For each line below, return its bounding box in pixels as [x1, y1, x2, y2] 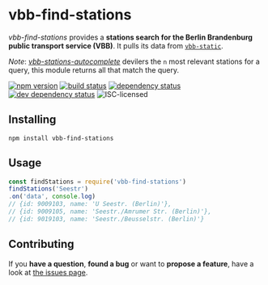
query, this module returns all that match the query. [8, 65, 180, 74]
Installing [8, 113, 57, 127]
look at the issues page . [8, 267, 88, 277]
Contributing [8, 237, 74, 251]
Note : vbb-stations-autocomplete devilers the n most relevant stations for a [8, 57, 261, 66]
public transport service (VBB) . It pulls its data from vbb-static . [8, 40, 224, 50]
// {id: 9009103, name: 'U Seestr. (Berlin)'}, [8, 200, 172, 208]
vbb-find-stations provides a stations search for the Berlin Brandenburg [8, 32, 253, 42]
